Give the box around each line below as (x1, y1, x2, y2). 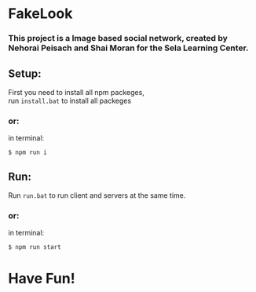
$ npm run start (8, 243, 61, 251)
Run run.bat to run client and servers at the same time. (8, 191, 186, 200)
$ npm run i (8, 148, 47, 157)
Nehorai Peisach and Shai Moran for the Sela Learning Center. (8, 42, 249, 53)
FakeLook (8, 5, 73, 23)
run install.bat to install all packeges (8, 96, 132, 105)
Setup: (8, 67, 42, 80)
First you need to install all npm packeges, (8, 87, 145, 97)
